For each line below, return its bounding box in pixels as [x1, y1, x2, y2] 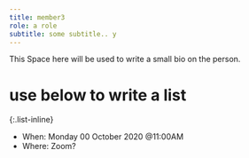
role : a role [9, 21, 58, 30]
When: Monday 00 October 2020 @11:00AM [21, 131, 184, 142]
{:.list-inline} [9, 115, 54, 125]
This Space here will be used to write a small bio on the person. [9, 54, 241, 65]
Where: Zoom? [21, 141, 77, 152]
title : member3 [9, 12, 66, 22]
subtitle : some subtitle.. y [9, 29, 117, 38]
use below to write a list [9, 85, 187, 105]
